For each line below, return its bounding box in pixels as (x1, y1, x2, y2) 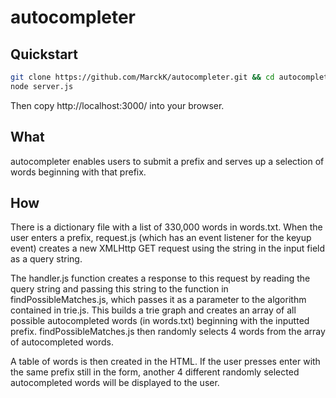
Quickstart (10, 46, 79, 63)
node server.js (10, 81, 74, 91)
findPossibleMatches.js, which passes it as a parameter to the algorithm (10, 294, 307, 306)
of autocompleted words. (10, 336, 115, 348)
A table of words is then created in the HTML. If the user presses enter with (10, 356, 321, 368)
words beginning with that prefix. (10, 166, 147, 178)
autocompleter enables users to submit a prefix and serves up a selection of (10, 155, 325, 167)
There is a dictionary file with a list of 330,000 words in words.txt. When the (10, 221, 323, 233)
